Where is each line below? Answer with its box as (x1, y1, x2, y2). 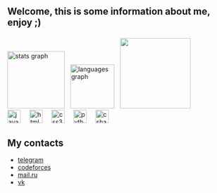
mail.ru (17, 170, 38, 179)
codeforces (17, 163, 51, 172)
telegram (17, 156, 44, 164)
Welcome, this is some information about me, (7, 6, 211, 18)
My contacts (7, 137, 64, 149)
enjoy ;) (7, 17, 42, 29)
